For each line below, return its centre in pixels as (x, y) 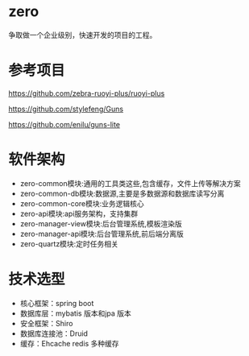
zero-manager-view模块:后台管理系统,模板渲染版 (101, 223)
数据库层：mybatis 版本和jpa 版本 (75, 313)
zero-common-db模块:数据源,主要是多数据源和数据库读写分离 (122, 193)
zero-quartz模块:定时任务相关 (69, 243)
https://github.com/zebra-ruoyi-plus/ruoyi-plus (87, 93)
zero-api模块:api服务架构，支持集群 (79, 213)
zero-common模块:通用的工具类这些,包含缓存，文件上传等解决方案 (131, 183)
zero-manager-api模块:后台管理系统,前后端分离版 (102, 234)
